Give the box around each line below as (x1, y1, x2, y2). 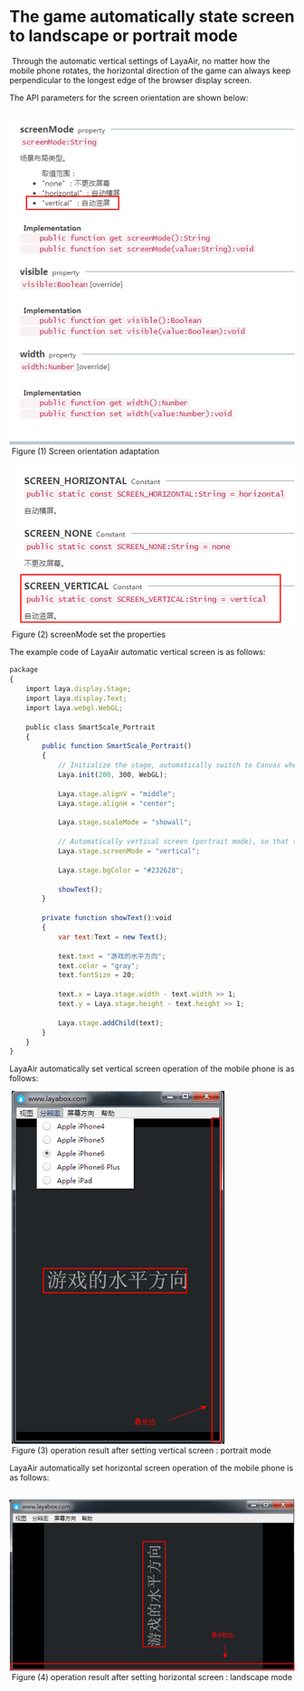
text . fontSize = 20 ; (57, 971, 136, 980)
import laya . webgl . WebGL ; (25, 703, 124, 712)
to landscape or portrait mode (9, 25, 238, 46)
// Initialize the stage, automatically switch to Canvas (57, 761, 281, 770)
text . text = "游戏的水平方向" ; (57, 952, 166, 961)
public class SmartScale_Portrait (25, 722, 156, 732)
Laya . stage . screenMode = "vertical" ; (57, 847, 201, 856)
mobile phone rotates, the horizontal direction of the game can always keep (9, 65, 291, 76)
